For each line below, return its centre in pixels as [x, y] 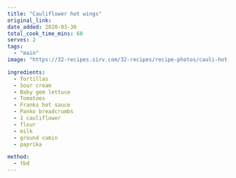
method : [19, 157]
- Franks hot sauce [42, 105]
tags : [15, 46]
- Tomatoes [29, 98]
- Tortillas [31, 79]
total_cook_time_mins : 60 [45, 33]
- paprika [28, 144]
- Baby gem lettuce [42, 92]
